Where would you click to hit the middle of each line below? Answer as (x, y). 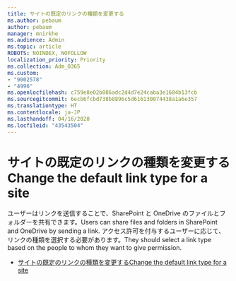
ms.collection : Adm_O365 (44, 66)
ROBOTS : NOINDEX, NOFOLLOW (47, 54)
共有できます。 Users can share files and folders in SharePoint (128, 222)
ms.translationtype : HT (42, 106)
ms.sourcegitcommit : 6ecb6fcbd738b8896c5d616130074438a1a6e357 (102, 100)
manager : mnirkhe (33, 34)
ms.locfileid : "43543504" (45, 125)
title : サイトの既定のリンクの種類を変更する (66, 14)
